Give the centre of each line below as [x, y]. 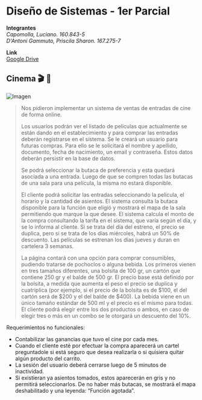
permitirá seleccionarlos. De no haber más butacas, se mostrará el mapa [105, 384]
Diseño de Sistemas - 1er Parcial [88, 11]
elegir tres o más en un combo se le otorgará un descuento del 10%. [106, 315]
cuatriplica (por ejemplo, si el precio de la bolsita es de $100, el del [104, 290]
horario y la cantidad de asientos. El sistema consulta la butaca [99, 201]
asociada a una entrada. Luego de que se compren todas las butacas [107, 176]
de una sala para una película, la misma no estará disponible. [97, 183]
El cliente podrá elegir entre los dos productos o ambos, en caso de [105, 309]
